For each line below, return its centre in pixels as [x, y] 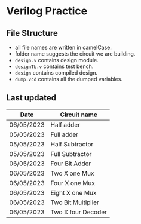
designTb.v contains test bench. [54, 66]
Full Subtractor [71, 154]
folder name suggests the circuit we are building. [75, 54]
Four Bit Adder [71, 164]
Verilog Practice [47, 11]
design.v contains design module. [56, 60]
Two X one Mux [72, 173]
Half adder [65, 125]
